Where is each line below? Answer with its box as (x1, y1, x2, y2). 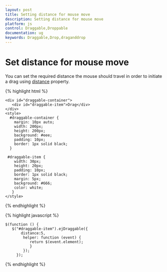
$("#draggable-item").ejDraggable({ (11, 226, 88, 231)
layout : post (5, 7, 32, 12)
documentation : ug (5, 30, 43, 35)
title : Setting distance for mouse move (5, 12, 91, 17)
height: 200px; (14, 128, 46, 133)
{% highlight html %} (5, 88, 48, 94)
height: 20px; (14, 163, 43, 168)
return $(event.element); (29, 239, 84, 245)
